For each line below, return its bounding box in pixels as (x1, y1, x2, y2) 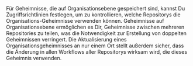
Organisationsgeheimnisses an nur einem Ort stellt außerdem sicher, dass (6, 42, 184, 49)
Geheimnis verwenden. (6, 55, 62, 61)
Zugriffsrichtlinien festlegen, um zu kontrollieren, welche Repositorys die (6, 11, 181, 18)
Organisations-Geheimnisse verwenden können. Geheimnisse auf (6, 18, 164, 24)
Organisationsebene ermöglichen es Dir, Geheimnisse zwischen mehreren (6, 23, 185, 30)
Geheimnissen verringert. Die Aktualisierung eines (6, 36, 127, 43)
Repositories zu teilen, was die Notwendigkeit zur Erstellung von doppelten (6, 30, 187, 37)
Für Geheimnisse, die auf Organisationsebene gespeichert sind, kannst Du (6, 5, 185, 12)
